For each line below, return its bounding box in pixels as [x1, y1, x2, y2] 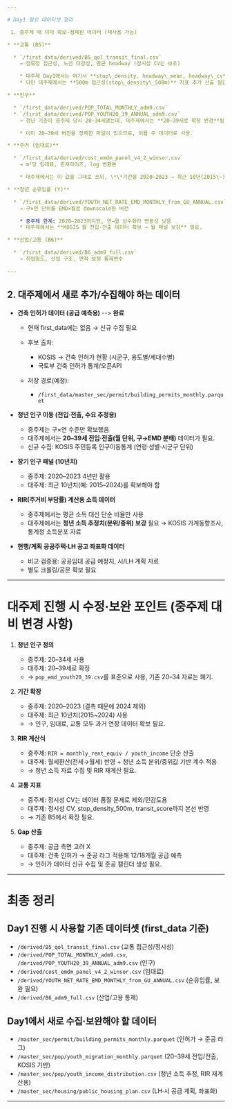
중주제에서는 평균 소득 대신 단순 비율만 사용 [27, 510, 144, 518]
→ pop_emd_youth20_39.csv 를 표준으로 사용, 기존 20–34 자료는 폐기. [27, 672, 213, 681]
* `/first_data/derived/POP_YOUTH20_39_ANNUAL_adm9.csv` [13, 110, 181, 118]
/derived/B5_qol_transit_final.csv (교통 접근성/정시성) [17, 942, 175, 950]
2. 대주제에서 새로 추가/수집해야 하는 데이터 [7, 289, 181, 301]
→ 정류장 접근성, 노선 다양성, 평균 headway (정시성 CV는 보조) [19, 60, 181, 67]
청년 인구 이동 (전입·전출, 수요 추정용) [17, 410, 117, 419]
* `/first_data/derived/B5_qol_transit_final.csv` [13, 53, 162, 61]
